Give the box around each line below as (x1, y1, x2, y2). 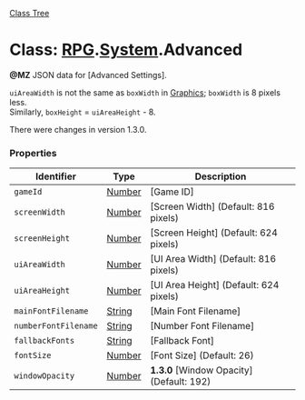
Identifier (35, 170, 77, 183)
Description (194, 170, 247, 183)
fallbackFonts (14, 335, 75, 346)
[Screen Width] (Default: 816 (150, 200, 275, 213)
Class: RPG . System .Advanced (9, 40, 243, 60)
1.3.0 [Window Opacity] (150, 364, 253, 376)
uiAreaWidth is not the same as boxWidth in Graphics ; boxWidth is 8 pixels (9, 86, 281, 98)
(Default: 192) (150, 375, 212, 388)
